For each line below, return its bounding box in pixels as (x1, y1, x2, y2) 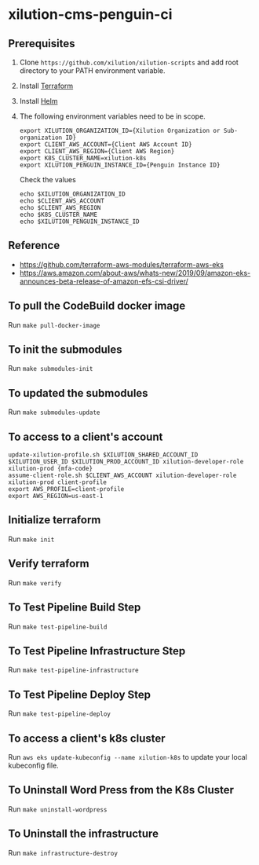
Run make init (8, 534, 55, 544)
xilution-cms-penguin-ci (8, 5, 173, 24)
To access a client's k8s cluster (8, 731, 166, 745)
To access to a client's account (8, 430, 163, 443)
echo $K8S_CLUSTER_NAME (19, 211, 98, 218)
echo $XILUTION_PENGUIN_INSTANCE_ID (19, 218, 140, 225)
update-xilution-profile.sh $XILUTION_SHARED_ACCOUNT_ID (8, 451, 199, 459)
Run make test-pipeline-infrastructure (8, 665, 139, 675)
